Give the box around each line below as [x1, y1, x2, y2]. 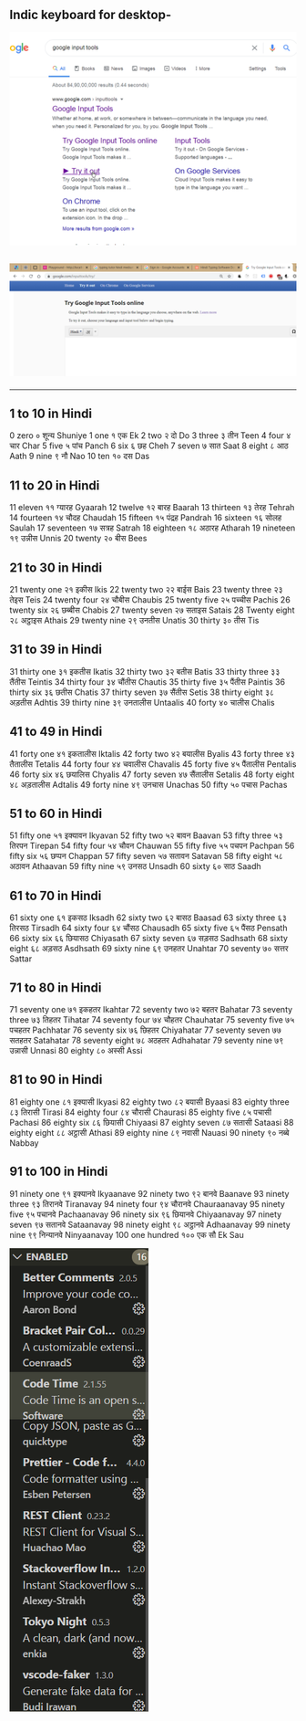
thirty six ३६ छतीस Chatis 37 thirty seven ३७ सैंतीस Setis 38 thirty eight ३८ [9, 687, 275, 698]
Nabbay [9, 1137, 39, 1149]
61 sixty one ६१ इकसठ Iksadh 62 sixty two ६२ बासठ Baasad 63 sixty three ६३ [9, 912, 287, 923]
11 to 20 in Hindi [9, 477, 100, 493]
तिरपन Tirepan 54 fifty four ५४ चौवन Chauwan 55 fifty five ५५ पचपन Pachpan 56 [9, 840, 295, 852]
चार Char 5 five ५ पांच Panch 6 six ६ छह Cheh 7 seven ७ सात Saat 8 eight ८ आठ [9, 440, 289, 451]
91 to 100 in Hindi [9, 1164, 108, 1180]
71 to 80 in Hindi [9, 980, 102, 995]
